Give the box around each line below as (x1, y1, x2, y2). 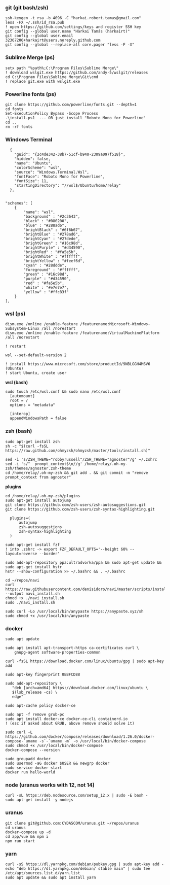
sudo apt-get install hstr (5, 564, 62, 569)
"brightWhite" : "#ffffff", (23, 254, 82, 259)
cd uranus (5, 825, 26, 830)
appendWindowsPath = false (10, 416, 67, 421)
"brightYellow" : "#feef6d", (23, 258, 85, 264)
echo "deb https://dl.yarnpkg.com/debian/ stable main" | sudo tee (5, 866, 151, 871)
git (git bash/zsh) (5, 4, 49, 11)
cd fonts (5, 106, 24, 112)
